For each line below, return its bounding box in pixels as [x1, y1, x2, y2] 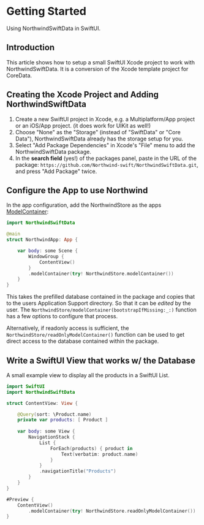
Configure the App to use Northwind [6, 185, 148, 196]
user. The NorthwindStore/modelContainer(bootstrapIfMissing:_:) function [6, 306, 197, 313]
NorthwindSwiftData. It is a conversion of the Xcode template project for [6, 65, 189, 72]
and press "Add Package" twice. [15, 167, 97, 175]
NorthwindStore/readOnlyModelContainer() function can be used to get [6, 331, 185, 339]
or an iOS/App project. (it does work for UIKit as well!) [15, 121, 151, 129]
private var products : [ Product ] [17, 417, 108, 423]
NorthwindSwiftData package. [15, 148, 92, 155]
